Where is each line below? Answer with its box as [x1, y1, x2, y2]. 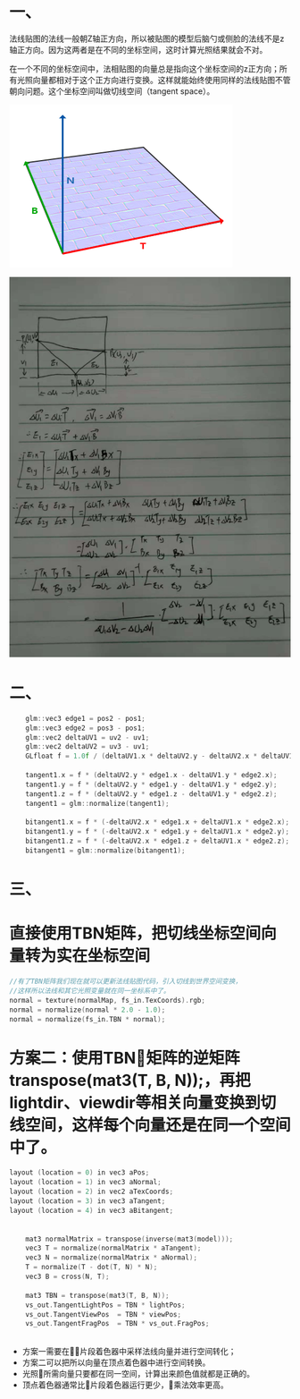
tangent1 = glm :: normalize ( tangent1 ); [25, 799, 170, 808]
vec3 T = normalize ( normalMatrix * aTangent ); [25, 1243, 202, 1253]
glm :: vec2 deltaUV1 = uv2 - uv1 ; [25, 733, 150, 742]
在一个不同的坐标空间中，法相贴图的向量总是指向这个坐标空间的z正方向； [9, 63, 279, 74]
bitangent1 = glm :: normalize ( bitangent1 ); [25, 846, 186, 855]
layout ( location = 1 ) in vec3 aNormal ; [9, 1178, 162, 1187]
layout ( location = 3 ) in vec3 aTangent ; [9, 1197, 166, 1206]
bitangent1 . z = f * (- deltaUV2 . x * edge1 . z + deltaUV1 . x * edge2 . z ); [25, 836, 290, 846]
